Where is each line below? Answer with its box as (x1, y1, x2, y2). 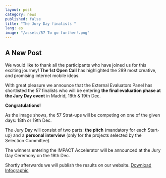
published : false (5, 16, 41, 21)
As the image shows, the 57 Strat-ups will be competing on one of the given (5, 112, 160, 118)
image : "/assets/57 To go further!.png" (5, 30, 90, 35)
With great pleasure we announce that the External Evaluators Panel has (5, 82, 153, 88)
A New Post (5, 49, 42, 57)
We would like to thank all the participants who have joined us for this (5, 62, 147, 68)
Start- (148, 127, 160, 133)
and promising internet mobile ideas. (5, 73, 80, 79)
